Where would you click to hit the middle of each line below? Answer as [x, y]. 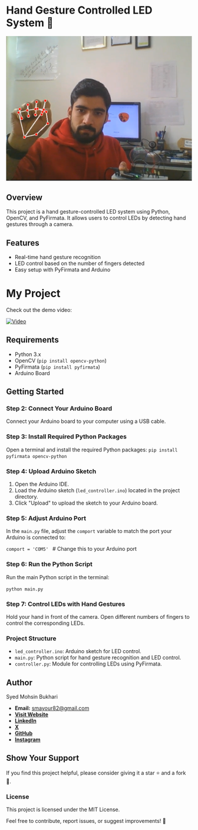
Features [23, 243]
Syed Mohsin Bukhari [32, 696]
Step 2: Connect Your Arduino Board [59, 409]
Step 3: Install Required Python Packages [66, 437]
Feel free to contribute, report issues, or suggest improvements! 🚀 [86, 821]
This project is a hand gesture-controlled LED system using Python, [88, 212]
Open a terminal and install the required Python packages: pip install [92, 450]
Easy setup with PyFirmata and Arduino [62, 269]
